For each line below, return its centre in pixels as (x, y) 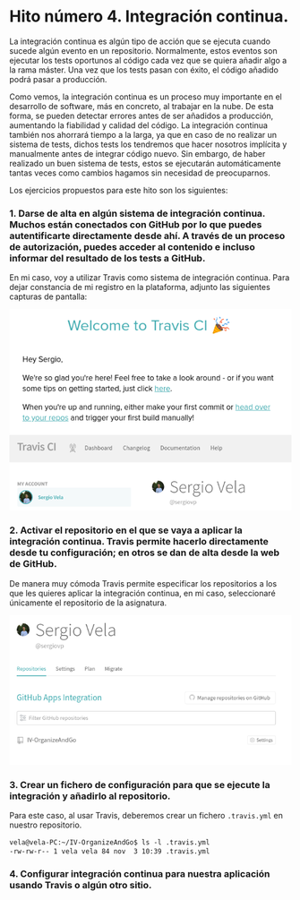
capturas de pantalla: (48, 296)
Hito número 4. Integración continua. (149, 17)
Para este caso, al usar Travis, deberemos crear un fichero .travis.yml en (146, 816)
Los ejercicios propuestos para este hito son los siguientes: (119, 190)
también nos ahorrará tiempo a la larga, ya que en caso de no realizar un (143, 134)
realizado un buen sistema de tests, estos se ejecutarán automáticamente (145, 163)
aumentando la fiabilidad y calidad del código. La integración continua (139, 125)
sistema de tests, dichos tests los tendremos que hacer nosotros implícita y (148, 144)
